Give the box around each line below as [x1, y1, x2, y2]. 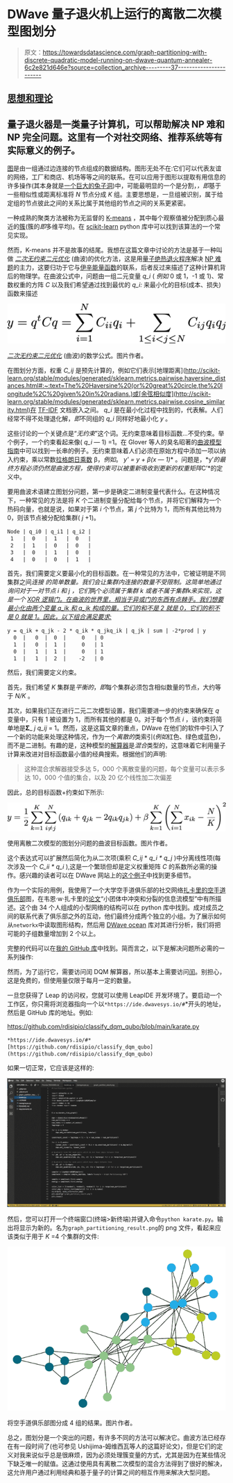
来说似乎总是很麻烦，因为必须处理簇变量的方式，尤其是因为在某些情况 [25, 1450, 226, 1459]
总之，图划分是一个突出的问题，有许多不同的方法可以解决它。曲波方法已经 [7, 1433, 220, 1441]
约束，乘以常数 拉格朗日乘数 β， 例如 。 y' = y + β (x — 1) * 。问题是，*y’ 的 [12, 455, 220, 463]
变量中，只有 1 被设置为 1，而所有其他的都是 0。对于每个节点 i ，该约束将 [7, 715, 216, 723]
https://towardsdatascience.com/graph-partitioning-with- [42, 48, 207, 56]
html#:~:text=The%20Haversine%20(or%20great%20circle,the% [26, 381, 214, 389]
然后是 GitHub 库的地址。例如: [7, 1009, 94, 1017]
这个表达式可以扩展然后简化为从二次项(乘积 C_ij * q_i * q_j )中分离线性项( [7, 854, 215, 862]
